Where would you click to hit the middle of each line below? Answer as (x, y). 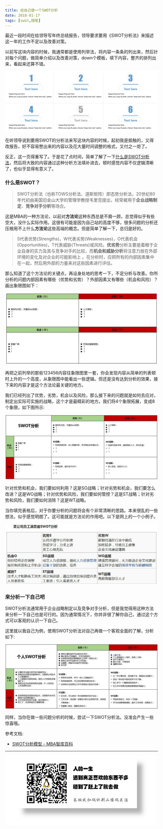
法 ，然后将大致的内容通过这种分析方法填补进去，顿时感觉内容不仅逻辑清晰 (79, 163)
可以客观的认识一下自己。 (35, 620)
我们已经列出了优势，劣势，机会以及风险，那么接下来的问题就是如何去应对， (81, 395)
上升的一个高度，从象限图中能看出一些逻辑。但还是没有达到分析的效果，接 (83, 379)
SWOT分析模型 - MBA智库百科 (42, 744)
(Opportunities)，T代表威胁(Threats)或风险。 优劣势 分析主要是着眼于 (85, 244)
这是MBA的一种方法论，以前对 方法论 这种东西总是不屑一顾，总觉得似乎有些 (80, 216)
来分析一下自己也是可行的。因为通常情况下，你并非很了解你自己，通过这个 (79, 615)
